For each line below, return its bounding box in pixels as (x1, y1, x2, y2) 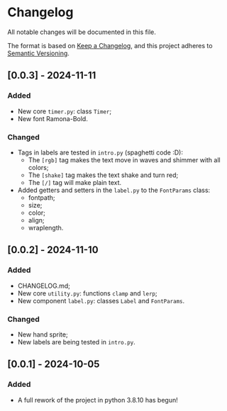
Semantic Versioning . (7, 49, 70, 57)
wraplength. (28, 223, 64, 232)
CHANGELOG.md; (17, 281, 71, 290)
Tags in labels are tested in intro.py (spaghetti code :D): (17, 148, 183, 157)
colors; (28, 163, 49, 171)
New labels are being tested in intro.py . (17, 337, 136, 346)
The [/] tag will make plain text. (28, 178, 122, 186)
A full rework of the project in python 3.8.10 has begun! (17, 395, 179, 404)
